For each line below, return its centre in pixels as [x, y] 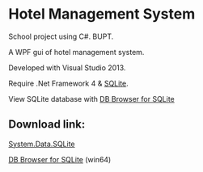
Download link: [47, 125]
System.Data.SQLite [42, 144]
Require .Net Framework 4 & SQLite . [69, 83]
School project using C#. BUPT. [61, 36]
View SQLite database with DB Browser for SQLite [92, 99]
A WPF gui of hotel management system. [76, 52]
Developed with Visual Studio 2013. [67, 67]
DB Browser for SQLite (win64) [60, 159]
